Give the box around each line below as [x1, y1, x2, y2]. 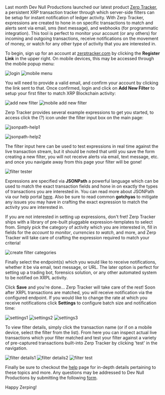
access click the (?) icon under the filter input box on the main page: [5, 115, 144, 120]
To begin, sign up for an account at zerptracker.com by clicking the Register [5, 50, 160, 56]
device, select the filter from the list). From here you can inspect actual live [5, 329, 157, 335]
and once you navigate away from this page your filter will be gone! [5, 159, 142, 165]
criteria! [5, 240, 21, 246]
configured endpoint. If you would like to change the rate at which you [5, 295, 148, 300]
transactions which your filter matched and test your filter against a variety [5, 335, 157, 340]
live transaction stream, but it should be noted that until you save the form [5, 149, 155, 154]
